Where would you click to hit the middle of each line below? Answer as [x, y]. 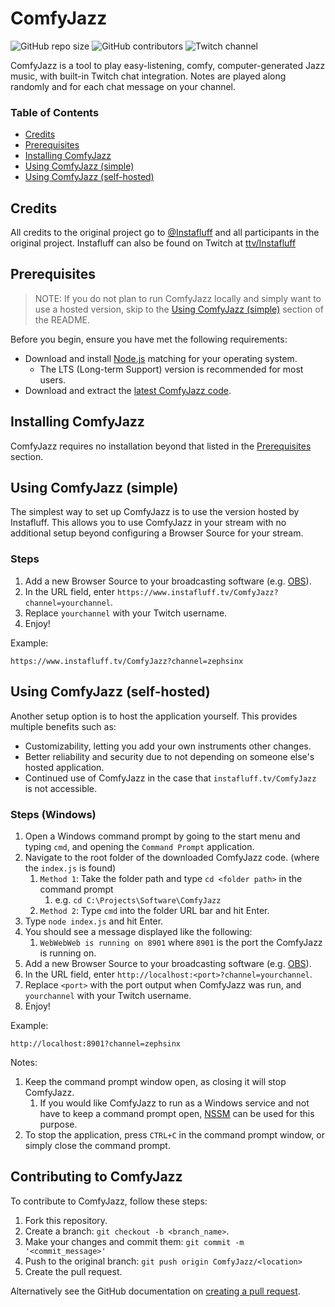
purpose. [58, 1124]
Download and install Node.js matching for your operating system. [161, 358]
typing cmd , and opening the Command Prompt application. [139, 846]
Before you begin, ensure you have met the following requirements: [149, 339]
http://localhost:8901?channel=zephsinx [96, 1043]
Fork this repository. [66, 1220]
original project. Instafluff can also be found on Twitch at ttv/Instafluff [153, 243]
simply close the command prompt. [97, 1145]
